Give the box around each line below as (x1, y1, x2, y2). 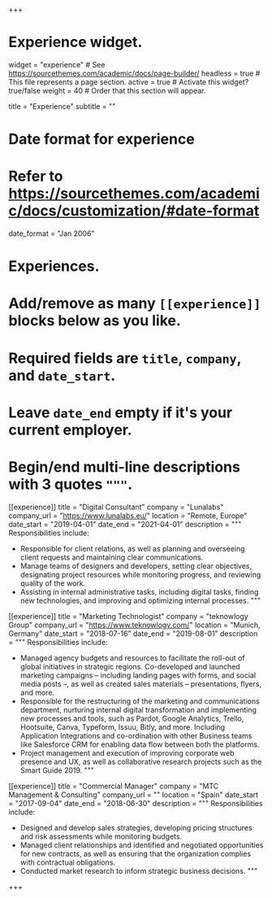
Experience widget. (8, 33, 143, 51)
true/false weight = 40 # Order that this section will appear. (8, 85, 206, 95)
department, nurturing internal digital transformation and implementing (19, 704, 257, 714)
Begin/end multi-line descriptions (8, 458, 241, 476)
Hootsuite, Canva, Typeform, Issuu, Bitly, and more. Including (19, 721, 226, 732)
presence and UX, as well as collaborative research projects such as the (19, 756, 262, 766)
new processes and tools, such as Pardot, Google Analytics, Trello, (19, 713, 244, 723)
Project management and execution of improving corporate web (19, 748, 235, 757)
